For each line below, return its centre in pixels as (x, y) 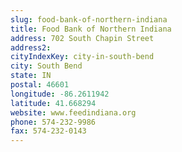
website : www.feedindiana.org (73, 112)
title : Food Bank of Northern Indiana (91, 29)
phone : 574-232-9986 (53, 122)
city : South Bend (46, 66)
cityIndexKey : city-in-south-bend (82, 57)
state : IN (31, 76)
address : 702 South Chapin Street (82, 38)
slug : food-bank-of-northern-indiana (89, 19)
